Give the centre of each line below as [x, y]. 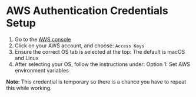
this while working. [29, 88]
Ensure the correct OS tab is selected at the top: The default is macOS [100, 51]
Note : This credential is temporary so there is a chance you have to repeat [96, 82]
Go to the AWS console [43, 39]
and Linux [26, 58]
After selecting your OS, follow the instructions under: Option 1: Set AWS [102, 64]
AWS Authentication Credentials [87, 11]
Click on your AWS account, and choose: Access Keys [79, 46]
